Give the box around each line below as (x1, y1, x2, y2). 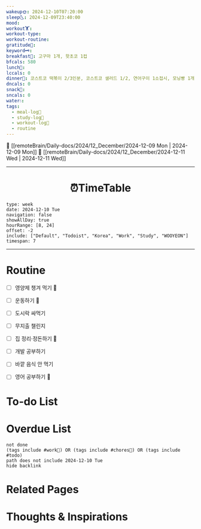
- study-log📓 (11, 114, 44, 120)
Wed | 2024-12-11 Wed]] (6, 155, 66, 162)
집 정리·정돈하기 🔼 (14, 335, 57, 342)
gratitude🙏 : (6, 42, 36, 48)
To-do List (6, 394, 58, 408)
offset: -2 (6, 227, 33, 233)
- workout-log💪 (11, 120, 50, 126)
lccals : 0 (6, 70, 31, 76)
